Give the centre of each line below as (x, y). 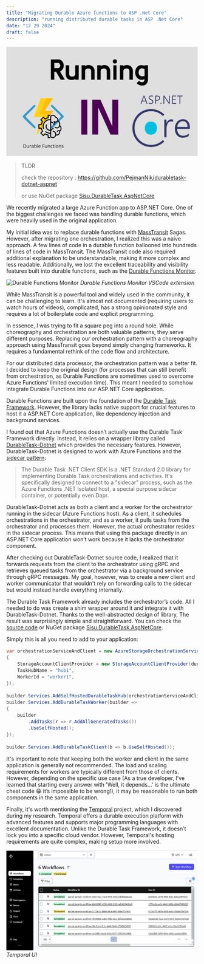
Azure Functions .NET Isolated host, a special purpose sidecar (99, 489)
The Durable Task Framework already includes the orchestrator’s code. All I (100, 602)
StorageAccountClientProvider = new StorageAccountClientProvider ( (104, 664)
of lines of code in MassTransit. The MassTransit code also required (91, 251)
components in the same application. (53, 798)
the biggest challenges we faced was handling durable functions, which (96, 214)
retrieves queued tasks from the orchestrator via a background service (95, 570)
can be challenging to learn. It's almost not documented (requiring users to (100, 301)
